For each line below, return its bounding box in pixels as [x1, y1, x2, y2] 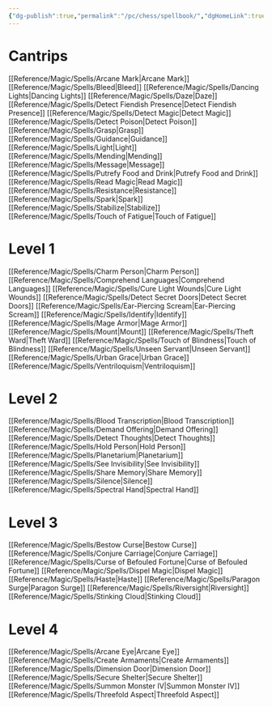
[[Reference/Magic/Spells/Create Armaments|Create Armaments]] [8, 655, 229, 665]
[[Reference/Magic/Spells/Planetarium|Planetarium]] [8, 450, 184, 460]
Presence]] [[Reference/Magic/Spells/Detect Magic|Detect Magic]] [8, 108, 232, 117]
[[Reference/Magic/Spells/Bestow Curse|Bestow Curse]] [8, 540, 197, 550]
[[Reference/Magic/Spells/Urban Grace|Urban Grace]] [8, 352, 189, 362]
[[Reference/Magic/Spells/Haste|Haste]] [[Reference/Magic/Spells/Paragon [8, 574, 261, 584]
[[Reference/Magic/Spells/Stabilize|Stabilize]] [8, 202, 160, 212]
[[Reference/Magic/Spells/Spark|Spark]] [8, 194, 143, 203]
